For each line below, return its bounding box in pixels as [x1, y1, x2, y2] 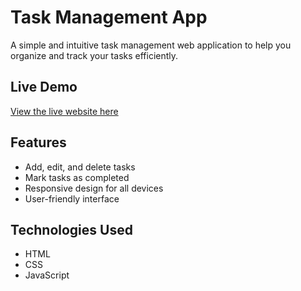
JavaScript [24, 269, 70, 281]
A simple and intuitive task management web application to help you [10, 39, 292, 51]
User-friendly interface [24, 192, 120, 205]
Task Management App [10, 6, 208, 29]
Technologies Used [10, 221, 133, 238]
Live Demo [10, 79, 78, 96]
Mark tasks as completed [24, 171, 130, 183]
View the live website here [10, 105, 119, 117]
